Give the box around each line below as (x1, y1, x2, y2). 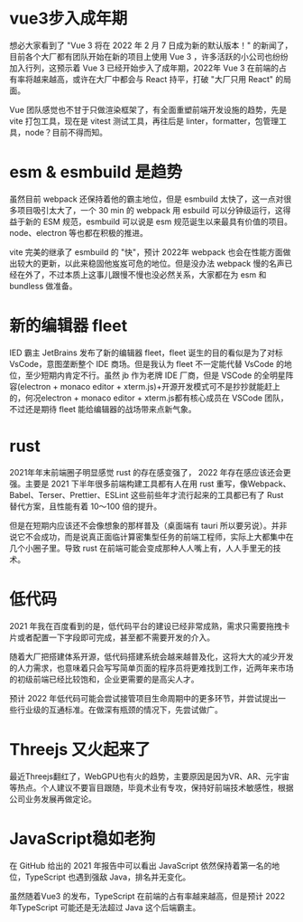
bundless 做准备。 (9, 280, 78, 291)
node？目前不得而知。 (24, 127, 108, 137)
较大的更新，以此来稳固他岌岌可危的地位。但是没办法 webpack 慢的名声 (16, 258, 286, 268)
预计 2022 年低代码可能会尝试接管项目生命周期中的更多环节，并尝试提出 (9, 692, 279, 703)
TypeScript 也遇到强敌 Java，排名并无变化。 (24, 871, 191, 882)
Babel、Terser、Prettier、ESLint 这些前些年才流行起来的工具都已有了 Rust (9, 489, 284, 500)
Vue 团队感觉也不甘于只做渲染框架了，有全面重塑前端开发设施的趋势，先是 (9, 104, 288, 115)
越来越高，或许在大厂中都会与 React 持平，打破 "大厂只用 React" (32, 73, 273, 84)
